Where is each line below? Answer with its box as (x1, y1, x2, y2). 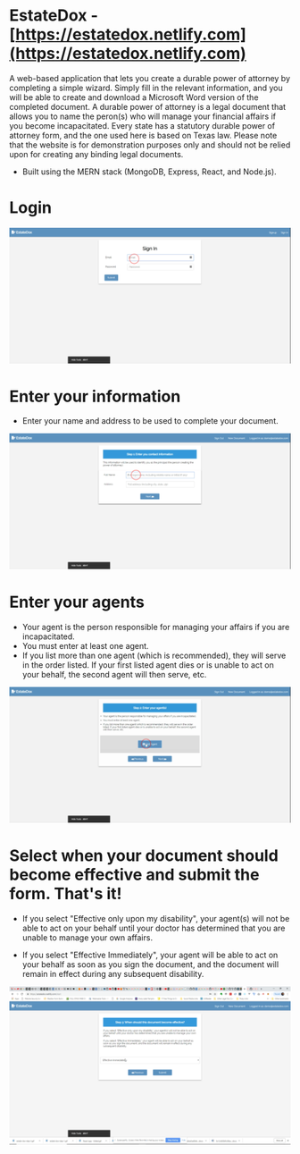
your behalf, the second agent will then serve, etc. (21, 670, 207, 680)
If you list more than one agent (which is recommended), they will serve (21, 650, 287, 661)
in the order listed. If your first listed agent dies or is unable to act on (21, 660, 274, 670)
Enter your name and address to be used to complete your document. (21, 416, 279, 426)
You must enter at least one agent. (21, 641, 149, 652)
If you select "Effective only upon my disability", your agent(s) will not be (21, 913, 290, 923)
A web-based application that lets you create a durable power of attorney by (9, 72, 291, 83)
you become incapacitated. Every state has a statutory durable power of (9, 120, 275, 131)
